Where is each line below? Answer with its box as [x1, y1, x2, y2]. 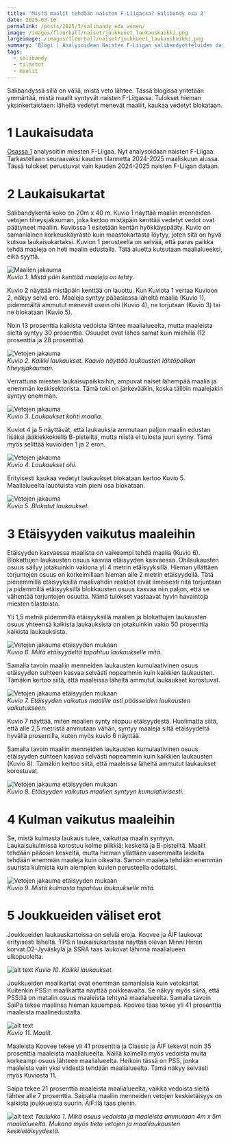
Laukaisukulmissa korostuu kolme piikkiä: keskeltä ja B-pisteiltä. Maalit [7, 842, 206, 850]
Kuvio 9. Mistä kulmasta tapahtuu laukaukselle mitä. [7, 884, 155, 892]
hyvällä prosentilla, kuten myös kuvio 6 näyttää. [7, 732, 141, 740]
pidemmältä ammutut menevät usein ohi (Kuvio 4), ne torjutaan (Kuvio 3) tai [7, 301, 220, 309]
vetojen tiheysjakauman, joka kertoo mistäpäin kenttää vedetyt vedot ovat [7, 216, 215, 224]
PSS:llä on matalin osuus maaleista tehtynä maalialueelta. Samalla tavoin [7, 994, 212, 1002]
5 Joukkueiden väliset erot [7, 908, 162, 923]
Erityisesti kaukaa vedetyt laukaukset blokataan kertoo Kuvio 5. [7, 474, 186, 482]
